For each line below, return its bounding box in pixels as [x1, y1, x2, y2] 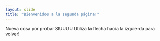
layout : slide [5, 7, 36, 12]
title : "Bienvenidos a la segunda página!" [5, 12, 100, 17]
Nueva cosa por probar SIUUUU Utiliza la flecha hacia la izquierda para [5, 25, 155, 31]
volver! [5, 31, 20, 37]
